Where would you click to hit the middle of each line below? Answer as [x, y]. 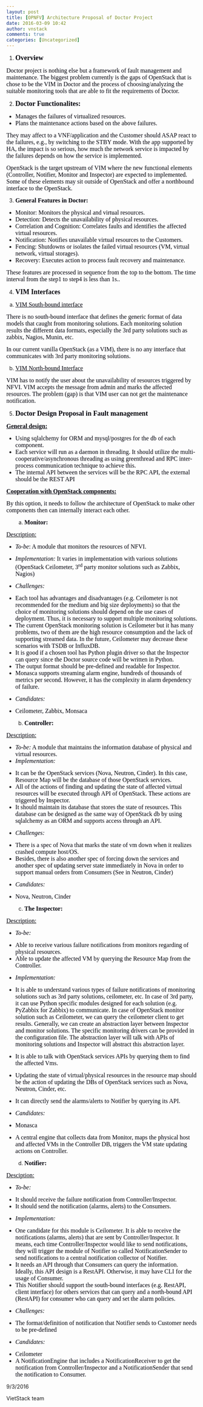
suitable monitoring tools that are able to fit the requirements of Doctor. [93, 91]
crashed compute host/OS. [47, 852]
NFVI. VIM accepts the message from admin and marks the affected [89, 387]
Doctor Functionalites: [48, 104]
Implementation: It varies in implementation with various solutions [96, 559]
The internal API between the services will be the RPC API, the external [102, 472]
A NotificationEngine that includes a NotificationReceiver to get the [98, 1361]
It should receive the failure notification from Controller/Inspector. [96, 1200]
